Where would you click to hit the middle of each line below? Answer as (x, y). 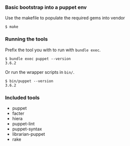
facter (18, 113)
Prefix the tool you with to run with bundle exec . (53, 50)
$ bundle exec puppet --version (38, 59)
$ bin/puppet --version (29, 81)
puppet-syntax (27, 129)
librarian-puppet (29, 134)
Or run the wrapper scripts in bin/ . (40, 72)
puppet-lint (23, 124)
